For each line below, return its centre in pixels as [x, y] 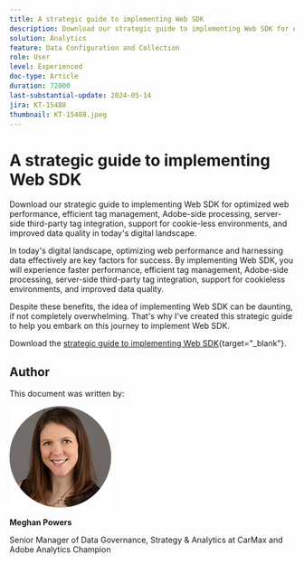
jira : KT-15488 [38, 105]
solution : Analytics [48, 38]
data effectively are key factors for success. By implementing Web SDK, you [152, 260]
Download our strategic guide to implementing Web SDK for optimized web [149, 204]
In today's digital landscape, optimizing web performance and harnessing [146, 251]
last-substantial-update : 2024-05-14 [81, 95]
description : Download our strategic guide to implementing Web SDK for [149, 28]
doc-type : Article [44, 77]
